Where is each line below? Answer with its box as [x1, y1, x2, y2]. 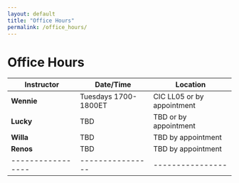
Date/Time [95, 79, 132, 89]
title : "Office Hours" [7, 17, 75, 24]
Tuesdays [79, 91, 112, 101]
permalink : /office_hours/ [7, 23, 87, 30]
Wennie [11, 96, 38, 106]
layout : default [7, 10, 55, 18]
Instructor [24, 79, 60, 89]
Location [175, 79, 206, 89]
